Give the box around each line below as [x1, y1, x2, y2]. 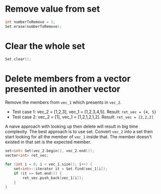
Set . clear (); [5, 57, 32, 61]
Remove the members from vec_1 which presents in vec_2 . [5, 99, 122, 105]
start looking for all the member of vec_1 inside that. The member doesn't [5, 134, 152, 140]
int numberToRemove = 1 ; [5, 19, 55, 24]
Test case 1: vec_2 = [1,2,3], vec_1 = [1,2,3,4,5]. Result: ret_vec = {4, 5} [12, 109, 157, 115]
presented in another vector [5, 83, 121, 95]
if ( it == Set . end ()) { [14, 171, 62, 176]
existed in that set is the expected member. [5, 139, 91, 145]
